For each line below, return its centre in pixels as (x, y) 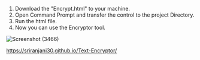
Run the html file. (36, 21)
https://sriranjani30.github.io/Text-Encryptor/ (62, 50)
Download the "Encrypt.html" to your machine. (72, 9)
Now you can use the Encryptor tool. (60, 27)
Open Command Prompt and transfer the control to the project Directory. (104, 15)
